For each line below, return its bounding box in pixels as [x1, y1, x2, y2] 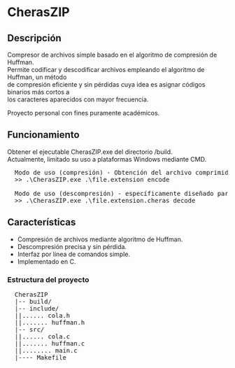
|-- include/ [14, 304, 59, 312]
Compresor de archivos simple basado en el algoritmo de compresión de [7, 50, 218, 59]
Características [7, 216, 76, 228]
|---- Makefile [14, 353, 66, 361]
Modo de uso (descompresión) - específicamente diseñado [14, 190, 215, 197]
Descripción [7, 32, 62, 44]
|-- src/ [14, 325, 45, 333]
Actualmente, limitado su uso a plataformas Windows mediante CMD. [7, 155, 207, 163]
